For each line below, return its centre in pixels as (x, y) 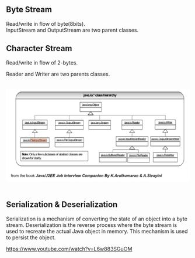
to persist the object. (31, 237)
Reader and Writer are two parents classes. (58, 74)
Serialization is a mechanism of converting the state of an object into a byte (97, 219)
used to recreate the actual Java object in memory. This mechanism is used (97, 231)
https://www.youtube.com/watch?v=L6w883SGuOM (69, 249)
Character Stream (39, 48)
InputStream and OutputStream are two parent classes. (72, 30)
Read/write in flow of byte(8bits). (46, 23)
